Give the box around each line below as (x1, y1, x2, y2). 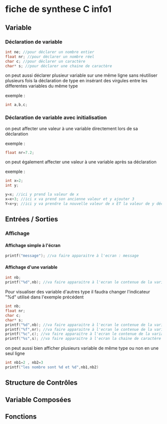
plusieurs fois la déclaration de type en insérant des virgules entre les (5, 78, 148, 84)
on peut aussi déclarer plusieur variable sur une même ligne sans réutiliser (5, 72, 158, 78)
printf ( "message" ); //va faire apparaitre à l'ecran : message (5, 253, 139, 259)
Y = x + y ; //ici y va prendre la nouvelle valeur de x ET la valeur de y (5, 201, 155, 206)
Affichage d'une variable (5, 264, 58, 270)
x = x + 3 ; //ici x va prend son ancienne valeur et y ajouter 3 (5, 197, 135, 202)
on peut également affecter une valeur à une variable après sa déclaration (5, 159, 157, 165)
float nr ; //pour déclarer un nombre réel (5, 54, 94, 59)
